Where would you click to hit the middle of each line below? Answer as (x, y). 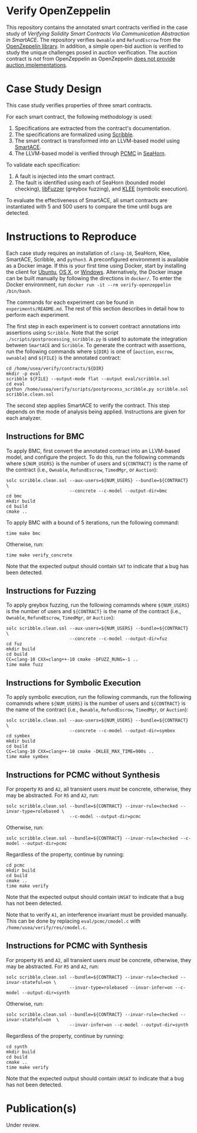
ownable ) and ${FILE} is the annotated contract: (63, 357)
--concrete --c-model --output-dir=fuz (118, 639)
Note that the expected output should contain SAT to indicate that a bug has (97, 566)
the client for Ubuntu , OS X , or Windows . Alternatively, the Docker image (94, 272)
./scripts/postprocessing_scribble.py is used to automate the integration (97, 339)
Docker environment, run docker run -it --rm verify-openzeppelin (88, 284)
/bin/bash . (19, 290)
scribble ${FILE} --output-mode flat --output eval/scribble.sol (88, 379)
